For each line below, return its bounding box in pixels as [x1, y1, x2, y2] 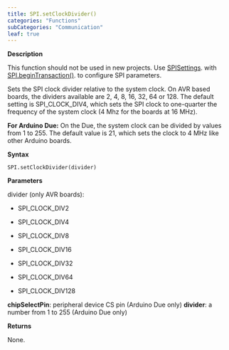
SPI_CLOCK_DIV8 [17, 232, 70, 240]
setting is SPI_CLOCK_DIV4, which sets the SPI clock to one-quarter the [7, 100, 218, 109]
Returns [7, 322, 32, 331]
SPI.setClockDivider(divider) [7, 164, 97, 171]
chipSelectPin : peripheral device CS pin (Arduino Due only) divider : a [7, 300, 213, 309]
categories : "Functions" [7, 17, 81, 24]
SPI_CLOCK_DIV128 [17, 287, 76, 295]
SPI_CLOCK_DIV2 [17, 204, 70, 213]
